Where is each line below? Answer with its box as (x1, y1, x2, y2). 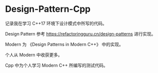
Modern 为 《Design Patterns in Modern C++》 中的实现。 (5, 41, 124, 47)
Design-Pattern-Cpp (5, 3, 91, 15)
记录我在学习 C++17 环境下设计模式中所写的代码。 (5, 20, 107, 26)
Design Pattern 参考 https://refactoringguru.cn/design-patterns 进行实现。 (5, 31, 156, 36)
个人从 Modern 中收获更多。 (5, 52, 63, 58)
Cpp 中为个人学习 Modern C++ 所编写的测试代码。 (5, 62, 108, 68)
